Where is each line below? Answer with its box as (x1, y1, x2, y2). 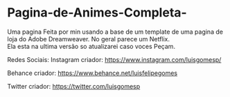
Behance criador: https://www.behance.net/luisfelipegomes (7, 69, 178, 77)
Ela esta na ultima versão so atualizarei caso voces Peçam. (7, 42, 175, 50)
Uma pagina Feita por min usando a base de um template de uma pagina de (7, 28, 224, 36)
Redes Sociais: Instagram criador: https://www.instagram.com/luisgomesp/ (7, 55, 222, 63)
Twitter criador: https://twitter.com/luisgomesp (7, 82, 141, 90)
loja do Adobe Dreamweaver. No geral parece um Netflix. (7, 34, 170, 43)
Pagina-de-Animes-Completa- (7, 5, 187, 21)
